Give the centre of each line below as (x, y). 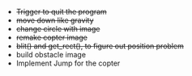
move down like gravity (55, 20)
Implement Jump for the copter (68, 63)
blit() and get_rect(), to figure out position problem (100, 46)
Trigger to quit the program (61, 12)
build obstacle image (51, 55)
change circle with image (58, 29)
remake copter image (51, 37)
